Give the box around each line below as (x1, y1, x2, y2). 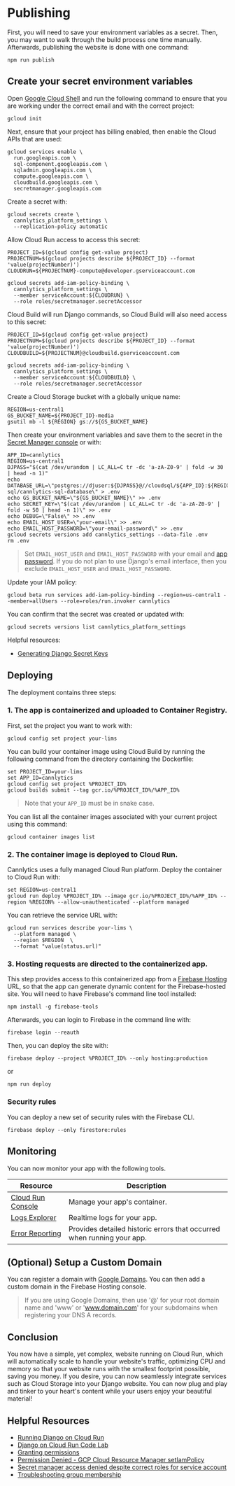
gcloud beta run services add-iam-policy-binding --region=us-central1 (7, 591, 220, 598)
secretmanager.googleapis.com (13, 185, 101, 192)
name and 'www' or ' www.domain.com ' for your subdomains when (24, 1303, 218, 1312)
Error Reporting (10, 1228, 62, 1238)
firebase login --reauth (7, 1029, 80, 1037)
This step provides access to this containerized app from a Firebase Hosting (7, 975, 227, 983)
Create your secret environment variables (7, 76, 194, 87)
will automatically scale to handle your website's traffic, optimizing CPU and (7, 1357, 226, 1366)
